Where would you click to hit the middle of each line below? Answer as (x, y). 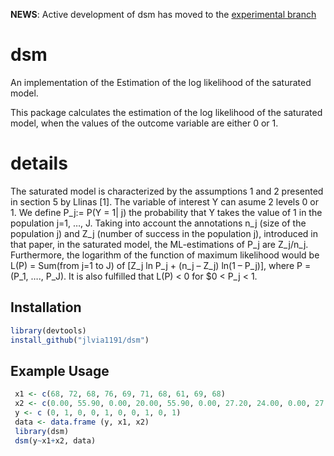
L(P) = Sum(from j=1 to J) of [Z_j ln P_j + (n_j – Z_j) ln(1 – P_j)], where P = (161, 265)
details (39, 163)
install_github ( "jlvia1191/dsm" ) (80, 340)
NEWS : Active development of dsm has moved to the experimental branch (163, 14)
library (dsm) (42, 431)
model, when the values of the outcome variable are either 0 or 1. (144, 123)
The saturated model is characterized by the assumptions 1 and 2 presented (167, 191)
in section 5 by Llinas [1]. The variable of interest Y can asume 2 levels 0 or (164, 201)
